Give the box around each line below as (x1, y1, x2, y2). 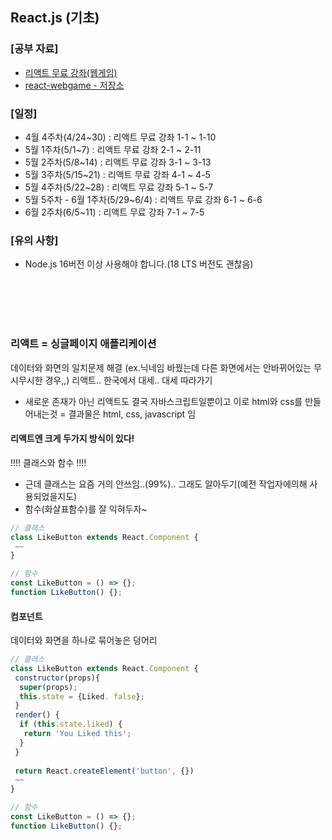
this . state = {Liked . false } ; (19, 691, 145, 702)
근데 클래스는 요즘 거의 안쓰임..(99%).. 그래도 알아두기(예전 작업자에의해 (24, 478, 308, 490)
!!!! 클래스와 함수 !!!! (10, 456, 87, 468)
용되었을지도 (24, 490, 75, 502)
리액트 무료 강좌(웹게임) (24, 66, 118, 78)
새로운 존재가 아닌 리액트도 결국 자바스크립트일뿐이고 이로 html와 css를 (24, 395, 303, 407)
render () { (14, 710, 60, 720)
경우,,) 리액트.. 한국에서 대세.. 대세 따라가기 (44, 374, 213, 386)
